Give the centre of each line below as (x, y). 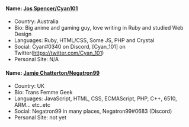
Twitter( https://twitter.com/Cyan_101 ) (59, 53)
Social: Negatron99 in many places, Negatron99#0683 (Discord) (93, 111)
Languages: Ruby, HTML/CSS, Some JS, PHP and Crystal (84, 40)
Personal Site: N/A (36, 59)
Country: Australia (36, 21)
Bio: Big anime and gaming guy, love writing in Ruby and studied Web (99, 28)
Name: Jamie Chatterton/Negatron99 (53, 73)
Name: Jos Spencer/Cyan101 (42, 8)
